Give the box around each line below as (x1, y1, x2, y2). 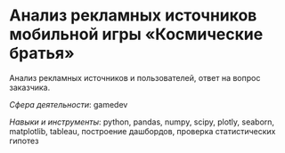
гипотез (9, 135, 39, 146)
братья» (9, 44, 75, 63)
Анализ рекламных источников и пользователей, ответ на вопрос (9, 72, 261, 83)
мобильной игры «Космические (9, 24, 264, 44)
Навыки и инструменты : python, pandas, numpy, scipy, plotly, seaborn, (9, 117, 274, 127)
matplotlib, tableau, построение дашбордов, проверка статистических (9, 125, 276, 136)
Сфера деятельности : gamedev (9, 99, 128, 109)
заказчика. (9, 82, 51, 93)
